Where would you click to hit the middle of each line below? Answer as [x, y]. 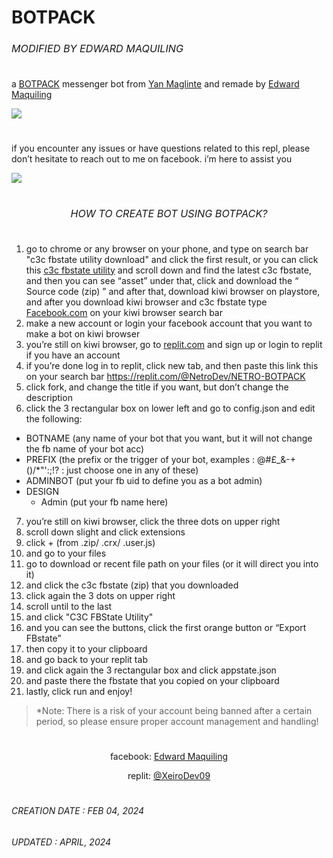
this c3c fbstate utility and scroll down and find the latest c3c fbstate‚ [168, 270]
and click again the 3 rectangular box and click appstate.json [151, 670]
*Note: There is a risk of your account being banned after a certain [174, 710]
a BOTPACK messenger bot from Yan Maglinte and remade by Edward [155, 83]
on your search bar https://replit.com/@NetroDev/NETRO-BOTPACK [165, 376]
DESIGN [42, 491]
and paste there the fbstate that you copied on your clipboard [152, 680]
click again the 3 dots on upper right [100, 595]
